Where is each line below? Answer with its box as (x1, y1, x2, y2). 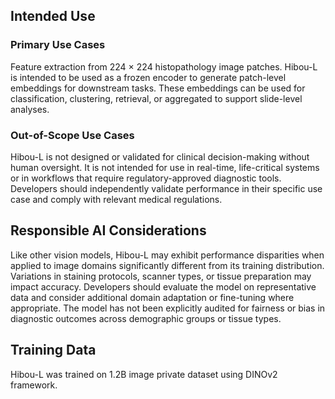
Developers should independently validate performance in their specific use (10, 182, 323, 194)
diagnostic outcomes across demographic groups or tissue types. (10, 312, 282, 324)
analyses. (10, 103, 50, 115)
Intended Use (10, 8, 96, 25)
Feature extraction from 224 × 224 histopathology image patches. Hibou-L (10, 60, 318, 73)
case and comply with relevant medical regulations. (10, 193, 223, 205)
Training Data (10, 342, 97, 359)
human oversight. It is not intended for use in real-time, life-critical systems (10, 161, 320, 173)
